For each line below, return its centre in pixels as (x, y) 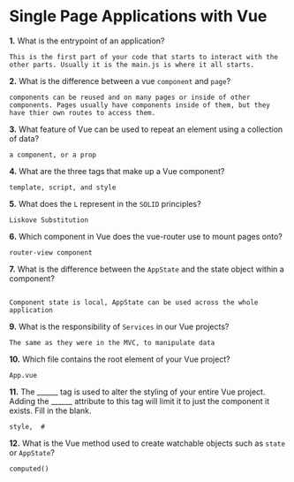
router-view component (51, 252)
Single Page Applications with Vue (138, 16)
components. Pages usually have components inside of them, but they (140, 105)
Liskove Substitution (49, 220)
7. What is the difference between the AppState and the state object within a (147, 269)
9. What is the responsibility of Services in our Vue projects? (119, 326)
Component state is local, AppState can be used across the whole (134, 302)
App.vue (23, 375)
